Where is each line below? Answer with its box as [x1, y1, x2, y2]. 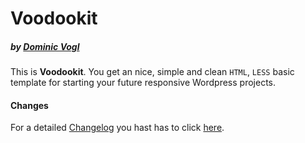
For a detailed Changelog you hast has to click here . [10, 122, 225, 134]
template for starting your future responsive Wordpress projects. [10, 77, 276, 89]
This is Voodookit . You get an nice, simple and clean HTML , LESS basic [10, 66, 295, 78]
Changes [10, 99, 49, 111]
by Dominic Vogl [10, 40, 80, 52]
